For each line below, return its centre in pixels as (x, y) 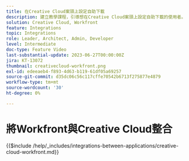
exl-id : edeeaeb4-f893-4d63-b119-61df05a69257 (64, 71)
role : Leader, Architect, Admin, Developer (60, 39)
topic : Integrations (31, 33)
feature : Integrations (34, 28)
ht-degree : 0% (23, 93)
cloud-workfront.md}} (33, 152)
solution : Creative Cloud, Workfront (52, 22)
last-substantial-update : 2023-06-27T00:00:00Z (65, 55)
